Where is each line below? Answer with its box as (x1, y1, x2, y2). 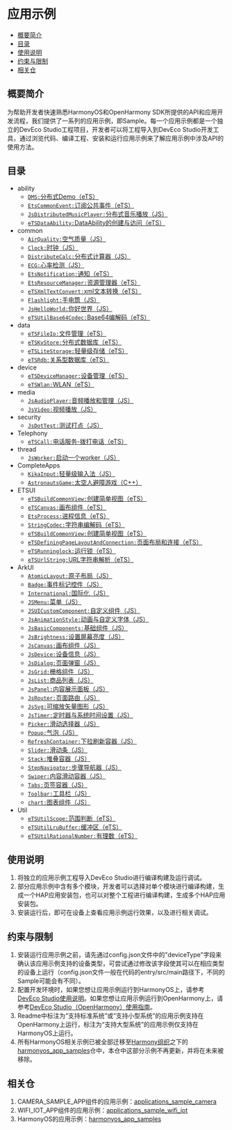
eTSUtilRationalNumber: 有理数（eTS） (27, 831, 138, 840)
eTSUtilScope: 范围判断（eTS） (27, 814, 116, 823)
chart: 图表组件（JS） (27, 797, 91, 806)
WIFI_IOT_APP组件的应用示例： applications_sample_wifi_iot (17, 1106, 188, 1114)
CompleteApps (17, 461, 60, 469)
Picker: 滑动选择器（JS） (27, 719, 100, 728)
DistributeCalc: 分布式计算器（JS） (27, 252, 131, 260)
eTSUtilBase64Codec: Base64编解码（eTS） (27, 313, 151, 321)
